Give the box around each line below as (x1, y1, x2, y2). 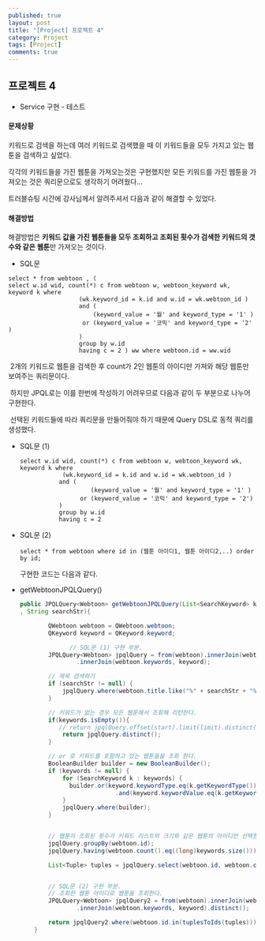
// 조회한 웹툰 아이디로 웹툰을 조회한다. (48, 890, 163, 898)
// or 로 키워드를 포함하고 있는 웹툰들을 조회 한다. (48, 752, 197, 760)
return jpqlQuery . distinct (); (62, 731, 162, 739)
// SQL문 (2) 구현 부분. (48, 882, 121, 890)
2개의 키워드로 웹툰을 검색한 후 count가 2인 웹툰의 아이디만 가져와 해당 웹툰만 (9, 362, 250, 371)
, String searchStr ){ (19, 608, 91, 616)
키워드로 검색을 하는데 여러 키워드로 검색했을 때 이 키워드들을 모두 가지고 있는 (8, 141, 246, 150)
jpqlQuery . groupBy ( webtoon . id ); (48, 839, 155, 847)
